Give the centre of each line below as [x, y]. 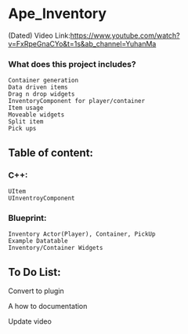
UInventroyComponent [42, 198]
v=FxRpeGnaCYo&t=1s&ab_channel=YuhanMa [82, 43]
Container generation [43, 81]
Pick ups [22, 129]
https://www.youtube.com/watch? [125, 35]
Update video [30, 321]
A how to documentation [48, 306]
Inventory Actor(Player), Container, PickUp [82, 234]
